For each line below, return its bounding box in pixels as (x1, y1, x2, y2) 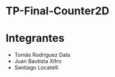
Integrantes (5, 32, 65, 45)
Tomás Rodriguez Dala (14, 51, 70, 58)
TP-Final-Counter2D (5, 4, 110, 18)
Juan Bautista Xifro (14, 58, 62, 65)
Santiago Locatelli (14, 64, 59, 71)
